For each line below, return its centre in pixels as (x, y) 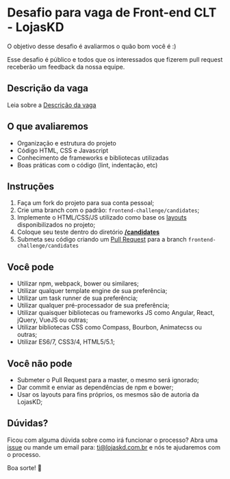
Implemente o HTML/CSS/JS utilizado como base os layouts (102, 218)
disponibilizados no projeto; (56, 225)
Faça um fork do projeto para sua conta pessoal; (86, 203)
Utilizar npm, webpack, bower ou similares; (78, 283)
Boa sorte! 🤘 (25, 467)
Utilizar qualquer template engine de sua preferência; (92, 291)
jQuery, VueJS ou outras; (52, 320)
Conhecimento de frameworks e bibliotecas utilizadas (93, 157)
